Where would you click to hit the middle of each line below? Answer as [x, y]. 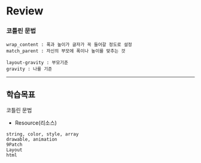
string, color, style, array [42, 134]
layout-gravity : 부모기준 [37, 63]
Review [25, 11]
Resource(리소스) [36, 123]
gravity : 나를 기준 [29, 69]
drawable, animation [32, 140]
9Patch [14, 145]
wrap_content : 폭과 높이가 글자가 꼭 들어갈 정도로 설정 [69, 45]
